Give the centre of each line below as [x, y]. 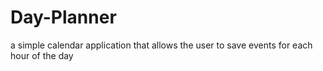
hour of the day [42, 55]
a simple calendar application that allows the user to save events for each [161, 45]
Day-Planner [63, 17]
